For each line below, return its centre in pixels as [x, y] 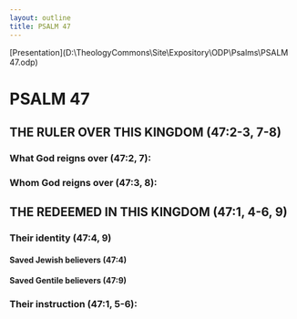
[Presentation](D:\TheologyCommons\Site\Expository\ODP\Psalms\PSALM [149, 52]
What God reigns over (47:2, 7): [81, 158]
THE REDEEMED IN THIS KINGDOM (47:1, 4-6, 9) [148, 212]
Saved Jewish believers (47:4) [68, 260]
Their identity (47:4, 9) [61, 238]
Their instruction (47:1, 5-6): [74, 304]
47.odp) [24, 62]
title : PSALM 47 [40, 26]
